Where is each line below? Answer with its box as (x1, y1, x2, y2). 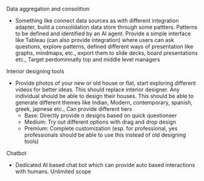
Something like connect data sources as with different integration (15, 17, 179, 24)
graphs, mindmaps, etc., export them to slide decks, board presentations (15, 49, 198, 57)
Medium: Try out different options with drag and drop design (24, 118, 177, 126)
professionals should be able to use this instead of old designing (24, 131, 186, 138)
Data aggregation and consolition (6, 5, 90, 12)
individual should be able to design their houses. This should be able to (15, 93, 194, 99)
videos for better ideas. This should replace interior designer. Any (15, 86, 180, 93)
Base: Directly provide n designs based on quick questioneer (24, 112, 177, 119)
